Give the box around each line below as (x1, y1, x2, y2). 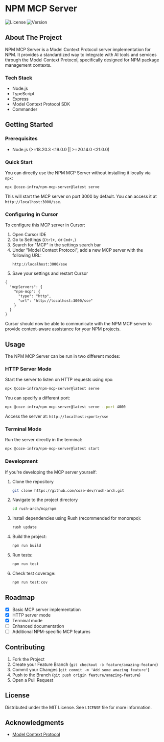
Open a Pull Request (12, 677, 54, 683)
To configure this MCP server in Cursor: (5, 222, 86, 228)
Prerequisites (5, 135, 38, 142)
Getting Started (5, 121, 53, 129)
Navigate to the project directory (12, 497, 78, 503)
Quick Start (5, 159, 33, 165)
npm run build (12, 543, 41, 548)
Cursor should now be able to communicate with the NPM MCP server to (5, 321, 152, 327)
